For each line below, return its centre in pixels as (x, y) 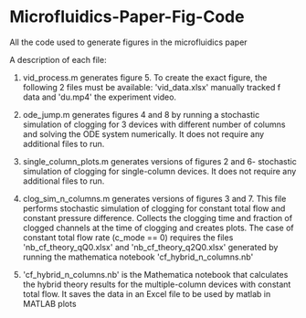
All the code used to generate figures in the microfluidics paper (129, 42)
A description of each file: (58, 59)
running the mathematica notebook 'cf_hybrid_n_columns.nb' (138, 257)
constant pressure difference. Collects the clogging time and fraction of (158, 217)
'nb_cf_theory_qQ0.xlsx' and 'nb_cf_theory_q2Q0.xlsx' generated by (150, 247)
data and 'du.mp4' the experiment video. (99, 97)
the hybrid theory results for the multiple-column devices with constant (157, 284)
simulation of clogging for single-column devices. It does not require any (159, 171)
